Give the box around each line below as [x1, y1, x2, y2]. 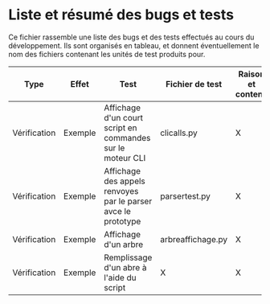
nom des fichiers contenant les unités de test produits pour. [8, 49, 206, 59]
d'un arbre [104, 239, 144, 250]
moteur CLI [104, 152, 146, 163]
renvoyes [104, 185, 139, 196]
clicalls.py [160, 127, 198, 138]
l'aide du [104, 272, 137, 283]
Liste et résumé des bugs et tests [8, 6, 235, 24]
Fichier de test [166, 78, 223, 89]
